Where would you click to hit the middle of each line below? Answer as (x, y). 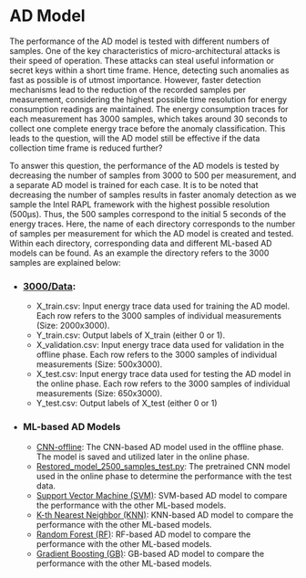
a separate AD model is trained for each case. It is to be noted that (134, 184)
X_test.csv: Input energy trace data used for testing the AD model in (163, 374)
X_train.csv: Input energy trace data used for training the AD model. (163, 306)
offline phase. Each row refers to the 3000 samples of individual (157, 355)
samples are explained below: (65, 262)
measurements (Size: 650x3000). (99, 394)
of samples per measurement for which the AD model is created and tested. (152, 233)
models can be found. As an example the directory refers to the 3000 (139, 253)
